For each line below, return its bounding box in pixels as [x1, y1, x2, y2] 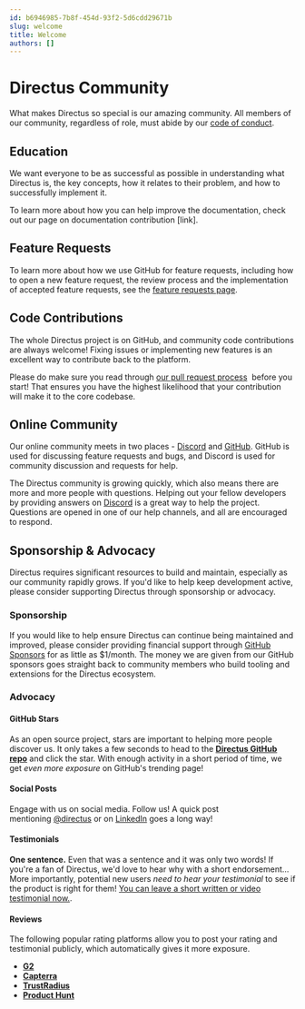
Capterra [22, 971, 57, 982]
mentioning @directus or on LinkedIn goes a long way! [9, 813, 213, 824]
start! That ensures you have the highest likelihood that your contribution [9, 381, 281, 391]
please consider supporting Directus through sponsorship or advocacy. [9, 587, 277, 598]
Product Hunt [22, 990, 75, 1001]
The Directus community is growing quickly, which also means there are [9, 478, 280, 489]
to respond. [9, 517, 53, 528]
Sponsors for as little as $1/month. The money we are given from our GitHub [9, 648, 294, 659]
